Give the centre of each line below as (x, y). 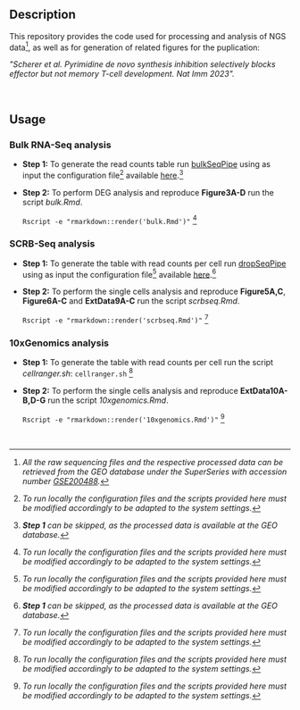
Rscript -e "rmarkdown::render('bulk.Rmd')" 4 (109, 220)
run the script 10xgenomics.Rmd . (108, 400)
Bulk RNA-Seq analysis (60, 145)
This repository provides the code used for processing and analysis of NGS (148, 36)
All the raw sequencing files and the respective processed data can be (153, 462)
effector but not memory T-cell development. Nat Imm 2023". (122, 74)
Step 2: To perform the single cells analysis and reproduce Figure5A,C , (154, 292)
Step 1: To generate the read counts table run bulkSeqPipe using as (146, 164)
